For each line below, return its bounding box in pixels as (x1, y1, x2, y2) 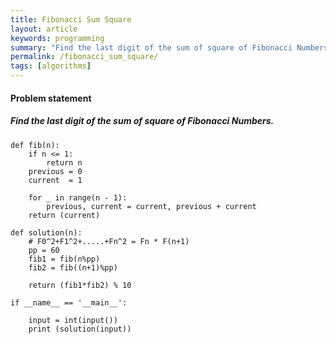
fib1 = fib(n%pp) (28, 254, 101, 264)
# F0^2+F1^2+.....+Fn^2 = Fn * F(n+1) (28, 236, 190, 246)
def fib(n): (10, 140, 60, 150)
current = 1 (28, 175, 83, 185)
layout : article (10, 24, 78, 34)
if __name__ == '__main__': (10, 297, 128, 308)
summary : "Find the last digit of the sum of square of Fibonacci (10, 42, 293, 53)
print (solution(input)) (28, 324, 132, 334)
